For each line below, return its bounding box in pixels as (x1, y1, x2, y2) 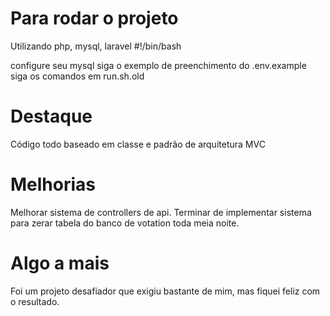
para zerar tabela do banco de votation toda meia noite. (10, 217, 240, 229)
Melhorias (10, 173, 97, 196)
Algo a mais (10, 252, 110, 274)
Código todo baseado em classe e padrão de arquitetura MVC (10, 138, 266, 150)
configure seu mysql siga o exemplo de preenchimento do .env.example (10, 59, 307, 71)
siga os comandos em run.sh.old (10, 70, 145, 82)
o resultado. (10, 295, 60, 307)
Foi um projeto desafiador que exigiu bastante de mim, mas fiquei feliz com (10, 285, 321, 297)
